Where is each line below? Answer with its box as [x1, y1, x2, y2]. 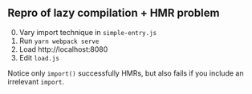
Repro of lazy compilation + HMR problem [7, 6, 220, 20]
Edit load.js [18, 53, 59, 62]
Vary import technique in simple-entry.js [18, 27, 157, 37]
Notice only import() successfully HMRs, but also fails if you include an [7, 68, 244, 78]
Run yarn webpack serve [18, 36, 100, 45]
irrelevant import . [7, 76, 65, 86]
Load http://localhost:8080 [18, 44, 108, 54]
